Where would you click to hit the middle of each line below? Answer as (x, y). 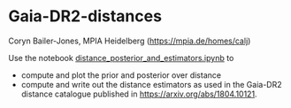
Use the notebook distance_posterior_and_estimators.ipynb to (121, 58)
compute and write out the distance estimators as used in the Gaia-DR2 (151, 84)
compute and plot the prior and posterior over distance (121, 75)
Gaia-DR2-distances (85, 16)
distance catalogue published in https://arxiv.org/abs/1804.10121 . (139, 94)
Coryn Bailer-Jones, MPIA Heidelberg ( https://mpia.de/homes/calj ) (130, 41)
